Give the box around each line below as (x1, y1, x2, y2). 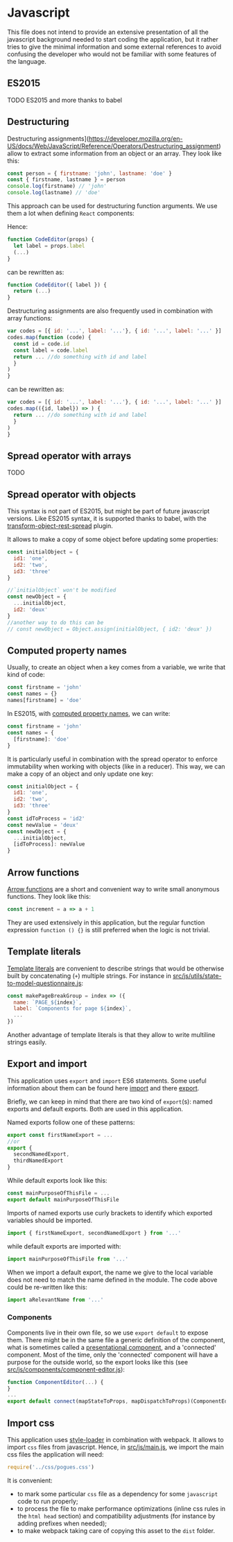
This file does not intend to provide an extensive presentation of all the (7, 28, 209, 36)
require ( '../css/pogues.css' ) (7, 1464, 95, 1471)
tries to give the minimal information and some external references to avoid (7, 42, 222, 51)
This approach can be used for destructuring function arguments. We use (7, 202, 218, 210)
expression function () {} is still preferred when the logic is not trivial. (7, 925, 210, 934)
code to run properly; (17, 1497, 78, 1505)
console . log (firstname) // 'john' (7, 182, 107, 190)
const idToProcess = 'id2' (7, 815, 85, 822)
